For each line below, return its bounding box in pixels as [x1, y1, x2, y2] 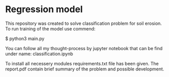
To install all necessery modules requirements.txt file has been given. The [5, 60, 159, 66]
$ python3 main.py [5, 35, 45, 42]
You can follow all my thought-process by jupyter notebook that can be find [5, 45, 163, 51]
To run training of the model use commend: [5, 25, 96, 31]
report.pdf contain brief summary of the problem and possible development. [5, 66, 164, 72]
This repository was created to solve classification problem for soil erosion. [5, 20, 162, 26]
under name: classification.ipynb [5, 51, 73, 57]
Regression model [5, 4, 83, 15]
